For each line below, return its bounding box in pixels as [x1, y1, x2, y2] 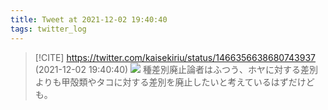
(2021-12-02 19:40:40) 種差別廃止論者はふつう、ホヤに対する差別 [34, 63, 319, 75]
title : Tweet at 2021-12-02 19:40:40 [10, 14, 168, 25]
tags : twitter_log [10, 24, 87, 34]
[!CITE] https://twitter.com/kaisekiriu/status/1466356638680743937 [34, 51, 316, 63]
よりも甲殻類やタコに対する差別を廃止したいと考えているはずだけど [34, 76, 315, 88]
